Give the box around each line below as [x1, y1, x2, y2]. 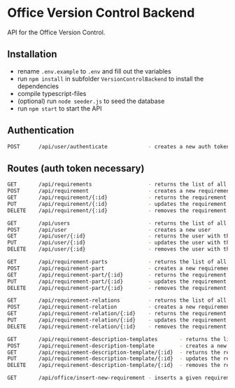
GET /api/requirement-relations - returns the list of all [7, 297, 227, 304]
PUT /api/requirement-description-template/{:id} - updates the [7, 355, 220, 362]
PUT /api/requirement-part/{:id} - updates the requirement [7, 278, 227, 285]
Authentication [7, 125, 75, 137]
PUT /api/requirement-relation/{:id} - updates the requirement [7, 317, 227, 324]
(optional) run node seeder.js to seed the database [17, 97, 165, 105]
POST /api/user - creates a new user [7, 226, 211, 233]
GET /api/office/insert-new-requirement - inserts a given [7, 375, 201, 382]
